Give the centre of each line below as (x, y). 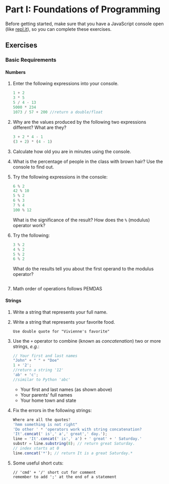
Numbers (15, 72)
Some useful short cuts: (38, 463)
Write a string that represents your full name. (60, 312)
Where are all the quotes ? (42, 420)
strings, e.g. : (26, 346)
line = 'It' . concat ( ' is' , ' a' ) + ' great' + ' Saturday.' (77, 439)
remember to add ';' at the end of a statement (64, 477)
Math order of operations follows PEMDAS (58, 289)
